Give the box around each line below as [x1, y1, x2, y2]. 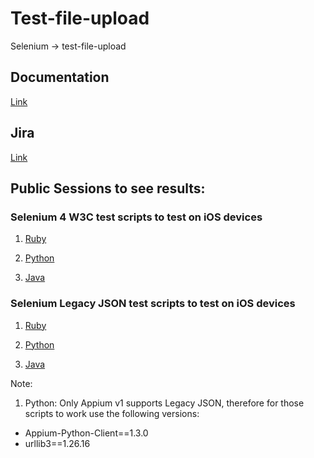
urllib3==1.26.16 [24, 437, 91, 449]
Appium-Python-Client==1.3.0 [24, 427, 149, 439]
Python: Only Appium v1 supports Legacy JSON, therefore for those [24, 397, 305, 409]
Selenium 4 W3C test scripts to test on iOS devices [10, 210, 263, 224]
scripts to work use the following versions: [24, 407, 200, 419]
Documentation [10, 69, 110, 86]
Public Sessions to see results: [10, 180, 206, 197]
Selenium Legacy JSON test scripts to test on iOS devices [10, 297, 296, 311]
